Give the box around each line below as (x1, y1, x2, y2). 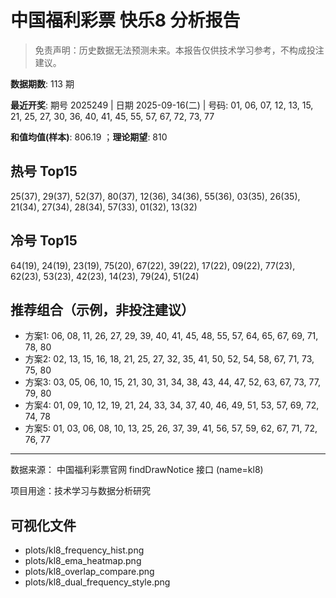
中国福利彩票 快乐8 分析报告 (10, 9, 241, 32)
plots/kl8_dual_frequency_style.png (24, 576, 171, 588)
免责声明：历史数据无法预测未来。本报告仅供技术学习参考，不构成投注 (34, 44, 325, 56)
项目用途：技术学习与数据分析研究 (10, 485, 151, 497)
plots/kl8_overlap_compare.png (24, 566, 155, 578)
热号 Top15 (10, 163, 78, 180)
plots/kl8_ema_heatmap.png (24, 555, 142, 567)
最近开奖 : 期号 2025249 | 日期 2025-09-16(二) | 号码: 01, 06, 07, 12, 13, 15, (10, 99, 314, 111)
